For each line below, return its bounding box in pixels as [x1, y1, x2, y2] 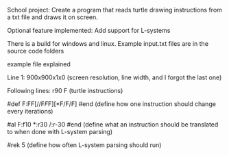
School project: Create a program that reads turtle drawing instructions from [7, 6, 223, 14]
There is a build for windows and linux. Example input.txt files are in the [7, 40, 209, 47]
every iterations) [7, 107, 53, 115]
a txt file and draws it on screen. [7, 13, 98, 21]
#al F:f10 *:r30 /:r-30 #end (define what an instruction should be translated [7, 120, 219, 129]
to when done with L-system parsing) [7, 128, 113, 135]
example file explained [7, 60, 71, 68]
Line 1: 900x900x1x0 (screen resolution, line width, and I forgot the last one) [7, 73, 222, 81]
